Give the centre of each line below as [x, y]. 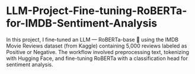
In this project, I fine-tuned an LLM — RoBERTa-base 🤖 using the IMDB [92, 39]
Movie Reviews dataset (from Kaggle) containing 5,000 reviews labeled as [97, 46]
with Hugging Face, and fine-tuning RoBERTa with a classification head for [97, 58]
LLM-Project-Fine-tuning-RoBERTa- [97, 11]
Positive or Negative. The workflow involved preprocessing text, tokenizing [98, 52]
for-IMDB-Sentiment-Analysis [82, 23]
